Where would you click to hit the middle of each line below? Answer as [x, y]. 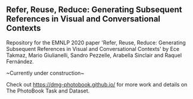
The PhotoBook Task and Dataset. [48, 91]
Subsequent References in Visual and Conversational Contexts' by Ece [93, 49]
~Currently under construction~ [45, 73]
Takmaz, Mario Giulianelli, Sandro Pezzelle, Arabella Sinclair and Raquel [94, 55]
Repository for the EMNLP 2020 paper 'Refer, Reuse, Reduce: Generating [96, 42]
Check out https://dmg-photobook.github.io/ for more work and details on [97, 84]
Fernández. [20, 61]
